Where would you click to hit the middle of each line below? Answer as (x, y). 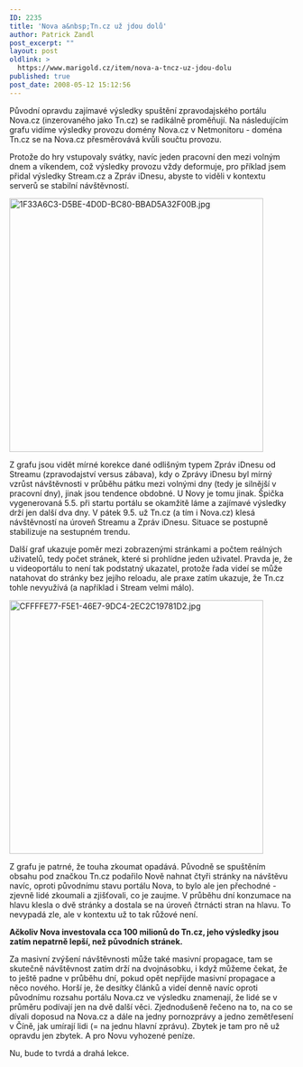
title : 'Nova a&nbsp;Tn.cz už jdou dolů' (88, 26)
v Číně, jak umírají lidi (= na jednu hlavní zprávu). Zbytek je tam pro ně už (145, 1026)
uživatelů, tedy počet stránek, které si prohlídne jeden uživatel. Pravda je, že (151, 558)
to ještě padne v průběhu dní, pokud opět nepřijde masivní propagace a (142, 978)
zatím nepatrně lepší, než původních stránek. (96, 941)
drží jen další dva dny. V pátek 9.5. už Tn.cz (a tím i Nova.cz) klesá (132, 512)
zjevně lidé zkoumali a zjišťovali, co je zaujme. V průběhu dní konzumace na (150, 895)
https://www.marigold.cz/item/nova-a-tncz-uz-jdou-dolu (124, 69)
